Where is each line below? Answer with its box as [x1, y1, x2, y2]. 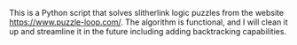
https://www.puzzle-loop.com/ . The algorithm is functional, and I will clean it [9, 17, 288, 27]
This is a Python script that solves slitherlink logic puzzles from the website [9, 8, 285, 18]
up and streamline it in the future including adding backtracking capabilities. [9, 26, 286, 36]
